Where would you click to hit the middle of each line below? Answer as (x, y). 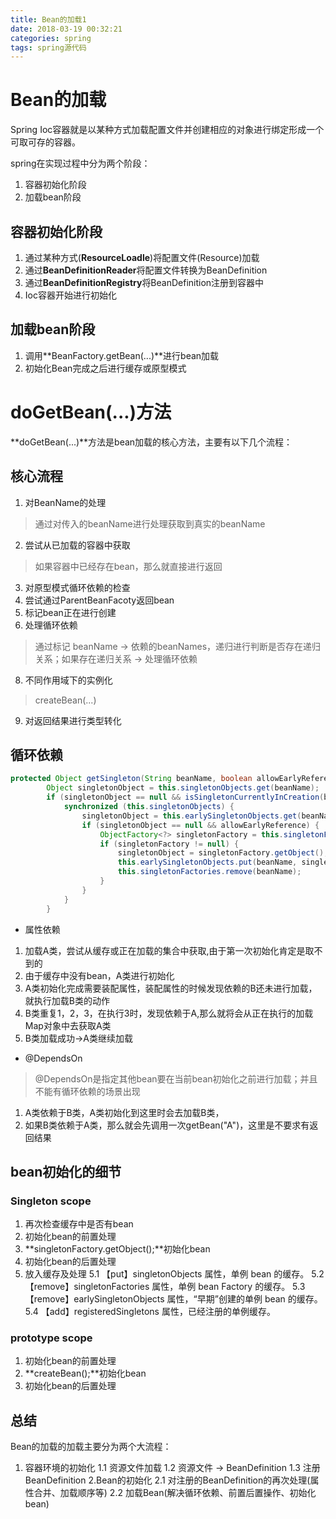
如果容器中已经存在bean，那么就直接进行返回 (128, 566)
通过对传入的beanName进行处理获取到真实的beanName (150, 523)
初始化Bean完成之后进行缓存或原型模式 (105, 368)
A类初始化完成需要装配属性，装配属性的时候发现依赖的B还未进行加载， (171, 988)
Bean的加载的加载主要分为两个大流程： (91, 1447)
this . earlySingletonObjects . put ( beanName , (207, 862)
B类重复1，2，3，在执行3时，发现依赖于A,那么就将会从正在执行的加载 (169, 1013)
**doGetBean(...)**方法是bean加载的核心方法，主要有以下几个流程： (151, 442)
